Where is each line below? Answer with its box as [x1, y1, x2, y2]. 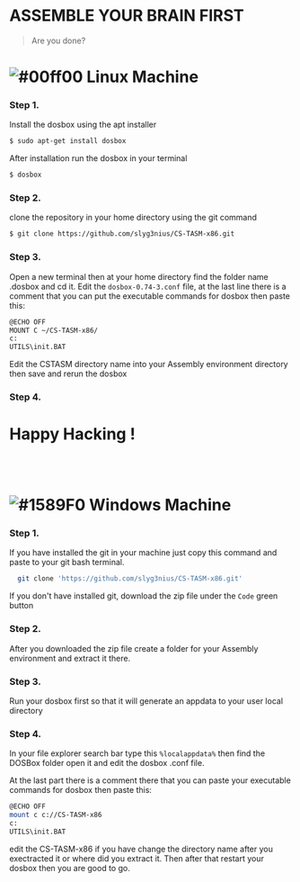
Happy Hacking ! [9, 424, 137, 445]
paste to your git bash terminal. [9, 557, 125, 568]
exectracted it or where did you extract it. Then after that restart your [9, 852, 265, 864]
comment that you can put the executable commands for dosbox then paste [9, 290, 290, 301]
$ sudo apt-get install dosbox [9, 137, 127, 146]
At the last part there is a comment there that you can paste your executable [9, 775, 292, 786]
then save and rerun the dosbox [9, 368, 128, 379]
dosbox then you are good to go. [9, 862, 130, 873]
